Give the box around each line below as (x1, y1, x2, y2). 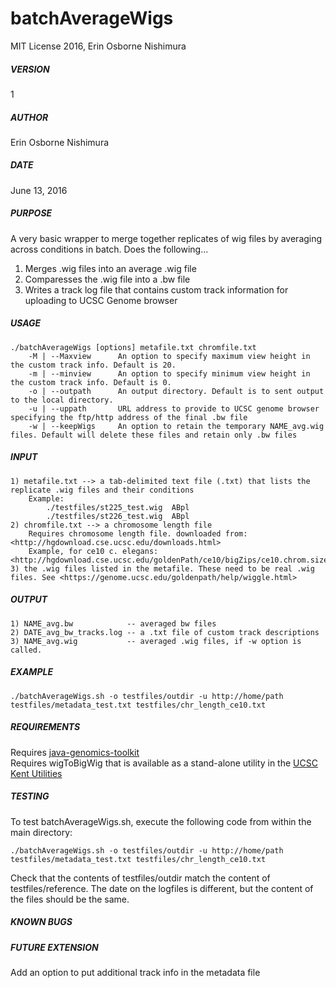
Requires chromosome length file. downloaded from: (28, 528, 248, 539)
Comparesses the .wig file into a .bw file (24, 273, 191, 285)
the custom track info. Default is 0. (10, 377, 172, 387)
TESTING (10, 790, 50, 802)
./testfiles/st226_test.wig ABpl (46, 511, 190, 521)
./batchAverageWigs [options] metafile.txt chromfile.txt (10, 342, 257, 352)
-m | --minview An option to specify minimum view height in (28, 368, 311, 379)
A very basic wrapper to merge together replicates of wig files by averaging (10, 232, 323, 244)
